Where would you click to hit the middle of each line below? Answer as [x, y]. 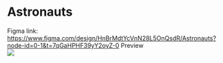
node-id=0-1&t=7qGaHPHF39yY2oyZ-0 [63, 45]
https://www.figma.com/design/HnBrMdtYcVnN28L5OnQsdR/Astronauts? [111, 38]
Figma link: [23, 31]
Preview [132, 45]
